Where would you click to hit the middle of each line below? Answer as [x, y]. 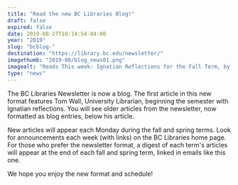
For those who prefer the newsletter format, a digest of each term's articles [118, 145]
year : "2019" [27, 40]
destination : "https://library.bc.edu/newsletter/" [85, 54]
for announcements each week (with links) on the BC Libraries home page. [117, 137]
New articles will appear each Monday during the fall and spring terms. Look [119, 130]
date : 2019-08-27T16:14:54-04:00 [57, 34]
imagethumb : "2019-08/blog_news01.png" [66, 60]
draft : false [27, 21]
